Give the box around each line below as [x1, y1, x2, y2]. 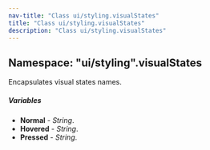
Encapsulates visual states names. [8, 77, 123, 87]
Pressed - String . [19, 132, 78, 142]
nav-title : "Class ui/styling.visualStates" [8, 11, 160, 20]
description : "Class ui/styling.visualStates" [8, 26, 167, 34]
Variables [8, 95, 42, 105]
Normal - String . [19, 116, 75, 125]
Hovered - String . [19, 124, 79, 134]
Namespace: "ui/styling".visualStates [8, 56, 203, 69]
